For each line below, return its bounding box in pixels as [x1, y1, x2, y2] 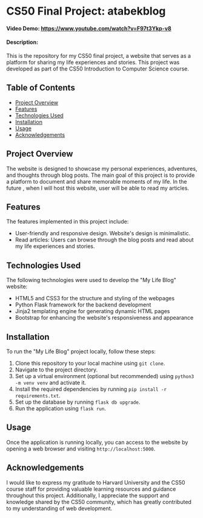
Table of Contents [6, 83, 76, 93]
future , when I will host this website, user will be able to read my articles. [6, 184, 190, 192]
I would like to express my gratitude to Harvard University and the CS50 [6, 478, 185, 486]
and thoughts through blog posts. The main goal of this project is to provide [6, 171, 195, 179]
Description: [6, 38, 38, 46]
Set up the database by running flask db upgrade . [15, 398, 141, 406]
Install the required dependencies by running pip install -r [15, 385, 167, 393]
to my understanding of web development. [6, 505, 113, 512]
